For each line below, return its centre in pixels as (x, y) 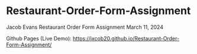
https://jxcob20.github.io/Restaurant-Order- (126, 38)
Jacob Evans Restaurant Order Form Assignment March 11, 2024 (85, 27)
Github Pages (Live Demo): (39, 38)
